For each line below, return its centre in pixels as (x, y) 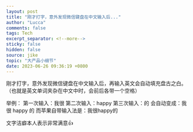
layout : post (22, 11)
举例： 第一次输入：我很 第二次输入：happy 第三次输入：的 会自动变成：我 (96, 103)
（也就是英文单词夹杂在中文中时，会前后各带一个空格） (73, 91)
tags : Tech (19, 33)
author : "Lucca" (26, 22)
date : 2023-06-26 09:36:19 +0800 (47, 66)
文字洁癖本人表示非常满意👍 (40, 123)
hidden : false (24, 50)
